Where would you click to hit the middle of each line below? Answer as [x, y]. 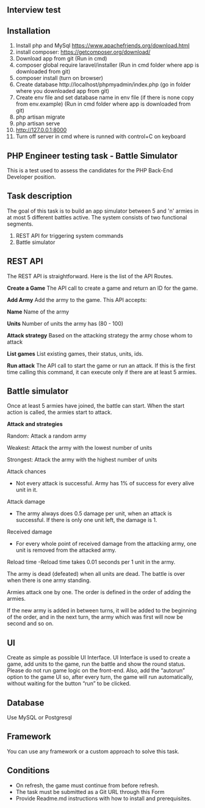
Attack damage [26, 502]
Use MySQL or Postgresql [39, 718]
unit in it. [27, 490]
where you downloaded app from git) [62, 91]
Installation [29, 31]
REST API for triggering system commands [70, 235]
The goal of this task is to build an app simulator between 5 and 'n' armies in [103, 211]
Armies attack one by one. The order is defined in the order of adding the [99, 592]
